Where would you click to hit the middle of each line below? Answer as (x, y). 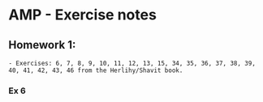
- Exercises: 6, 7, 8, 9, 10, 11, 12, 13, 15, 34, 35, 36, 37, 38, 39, (132, 63)
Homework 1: (42, 45)
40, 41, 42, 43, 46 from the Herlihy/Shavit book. (96, 70)
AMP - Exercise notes (82, 15)
